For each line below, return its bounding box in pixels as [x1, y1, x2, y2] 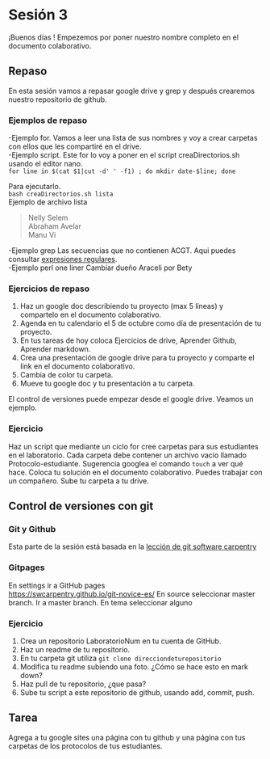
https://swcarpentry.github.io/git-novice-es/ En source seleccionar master [8, 588, 255, 599]
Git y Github [8, 523, 56, 534]
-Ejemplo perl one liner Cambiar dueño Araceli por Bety [8, 263, 193, 272]
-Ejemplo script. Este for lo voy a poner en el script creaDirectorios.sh [8, 150, 240, 160]
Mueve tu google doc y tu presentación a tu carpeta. [19, 378, 195, 389]
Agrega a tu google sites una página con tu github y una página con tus [8, 732, 246, 742]
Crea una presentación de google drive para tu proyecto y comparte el [19, 353, 255, 363]
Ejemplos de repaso [8, 115, 87, 126]
